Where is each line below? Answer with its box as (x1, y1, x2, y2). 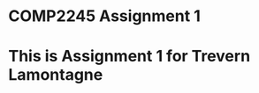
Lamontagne (8, 65, 103, 85)
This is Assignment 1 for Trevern (8, 46, 251, 67)
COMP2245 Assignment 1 (8, 6, 201, 26)
